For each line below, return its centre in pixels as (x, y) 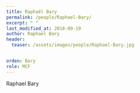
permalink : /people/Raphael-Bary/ (49, 17)
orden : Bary (21, 61)
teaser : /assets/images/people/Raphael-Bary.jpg (73, 45)
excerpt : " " (22, 23)
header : (16, 39)
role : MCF (18, 66)
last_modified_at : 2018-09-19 (44, 28)
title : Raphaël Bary (32, 12)
